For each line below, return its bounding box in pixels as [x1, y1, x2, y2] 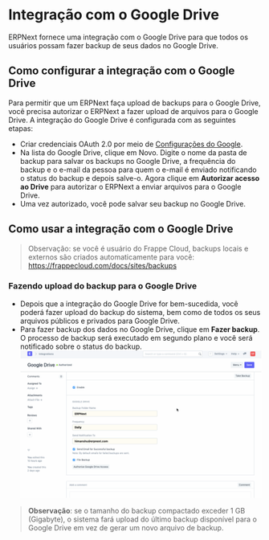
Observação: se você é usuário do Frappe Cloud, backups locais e [27, 243, 249, 253]
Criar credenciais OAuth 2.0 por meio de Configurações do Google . [19, 139, 243, 149]
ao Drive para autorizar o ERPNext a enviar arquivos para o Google [19, 182, 242, 191]
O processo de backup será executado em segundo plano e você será [19, 333, 253, 342]
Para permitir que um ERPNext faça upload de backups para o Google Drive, [8, 98, 261, 108]
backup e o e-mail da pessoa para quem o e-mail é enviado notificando [19, 165, 257, 174]
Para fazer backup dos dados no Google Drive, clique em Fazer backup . [19, 324, 260, 334]
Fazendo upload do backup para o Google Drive [8, 280, 198, 292]
